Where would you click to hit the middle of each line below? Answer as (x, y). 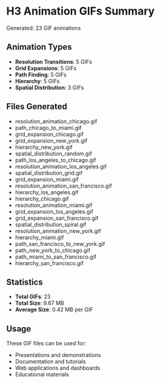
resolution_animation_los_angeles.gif (61, 166)
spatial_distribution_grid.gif (49, 173)
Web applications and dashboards (58, 368)
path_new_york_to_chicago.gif (53, 250)
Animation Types (39, 47)
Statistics (25, 282)
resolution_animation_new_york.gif (58, 231)
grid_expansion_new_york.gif (51, 140)
